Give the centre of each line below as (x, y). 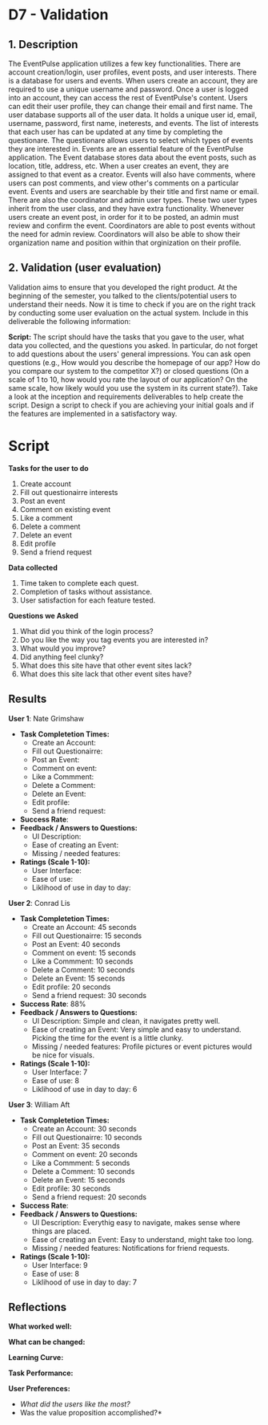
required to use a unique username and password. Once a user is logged (128, 89)
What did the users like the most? (75, 1404)
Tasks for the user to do (49, 468)
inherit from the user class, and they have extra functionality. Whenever (126, 209)
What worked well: (40, 1326)
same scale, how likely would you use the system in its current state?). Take (133, 388)
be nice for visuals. (63, 1055)
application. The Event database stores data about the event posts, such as (132, 157)
